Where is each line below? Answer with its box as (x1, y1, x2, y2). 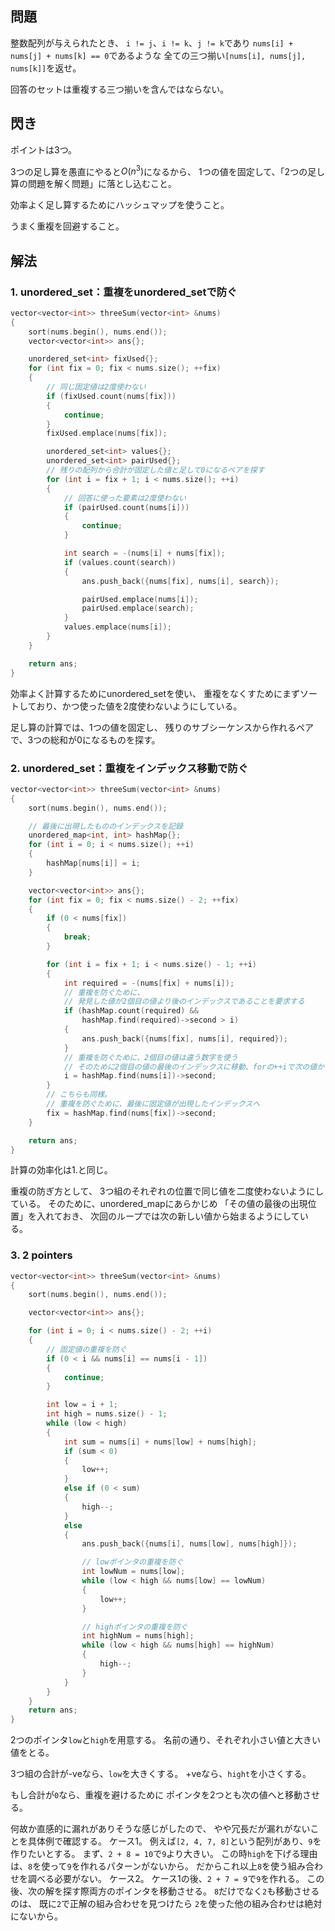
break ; (63, 932, 92, 942)
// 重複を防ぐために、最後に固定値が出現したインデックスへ (46, 1099, 261, 1109)
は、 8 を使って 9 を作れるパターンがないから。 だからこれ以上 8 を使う (10, 1860, 289, 1872)
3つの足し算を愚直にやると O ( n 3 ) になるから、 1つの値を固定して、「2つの (10, 163, 308, 177)
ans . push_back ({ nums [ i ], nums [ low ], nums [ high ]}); (81, 1539, 298, 1549)
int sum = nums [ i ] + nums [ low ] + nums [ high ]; (63, 1437, 257, 1447)
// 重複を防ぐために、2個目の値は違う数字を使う (63, 1052, 238, 1062)
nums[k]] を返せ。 (10, 62, 82, 74)
